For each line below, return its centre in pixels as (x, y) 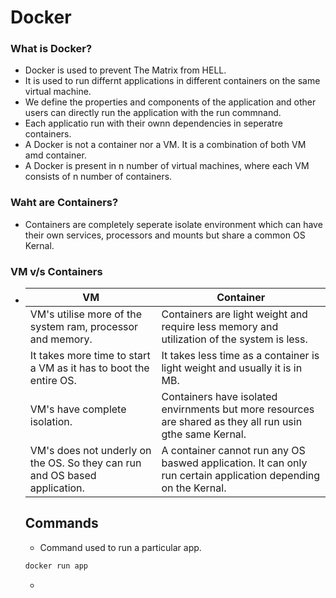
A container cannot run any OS (233, 451)
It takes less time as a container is (240, 356)
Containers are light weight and (234, 314)
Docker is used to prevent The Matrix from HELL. (125, 70)
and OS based (63, 476)
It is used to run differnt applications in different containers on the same (172, 81)
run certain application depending (241, 476)
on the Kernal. (194, 488)
